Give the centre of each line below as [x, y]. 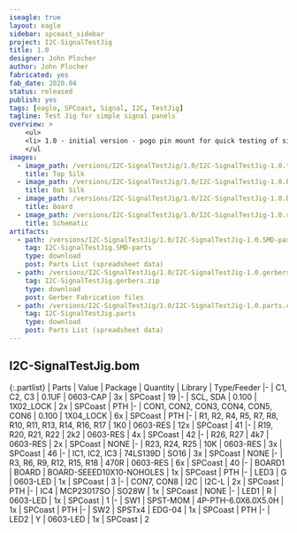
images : [23, 157]
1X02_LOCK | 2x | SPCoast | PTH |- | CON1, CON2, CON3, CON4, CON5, [141, 406]
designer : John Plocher [53, 58]
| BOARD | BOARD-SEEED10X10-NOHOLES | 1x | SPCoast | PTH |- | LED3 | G [148, 472]
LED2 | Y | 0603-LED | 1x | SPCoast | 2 [80, 519]
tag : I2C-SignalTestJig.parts [81, 314]
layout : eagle [35, 26]
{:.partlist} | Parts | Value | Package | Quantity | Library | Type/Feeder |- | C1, [148, 387]
